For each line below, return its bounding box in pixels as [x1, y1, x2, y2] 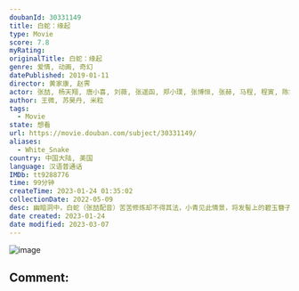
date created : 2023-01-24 [9, 211, 105, 221]
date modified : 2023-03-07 [9, 220, 109, 229]
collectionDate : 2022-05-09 [9, 195, 114, 205]
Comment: [9, 270, 69, 285]
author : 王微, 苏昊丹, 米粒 [9, 95, 104, 105]
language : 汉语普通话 [9, 162, 83, 171]
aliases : [9, 137, 42, 146]
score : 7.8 [9, 37, 50, 47]
